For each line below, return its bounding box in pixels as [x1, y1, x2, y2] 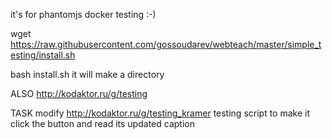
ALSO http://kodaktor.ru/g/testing [10, 88, 148, 99]
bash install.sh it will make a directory [10, 69, 165, 80]
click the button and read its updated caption [10, 118, 195, 129]
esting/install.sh [10, 49, 76, 61]
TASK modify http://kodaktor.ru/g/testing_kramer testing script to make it [10, 107, 311, 119]
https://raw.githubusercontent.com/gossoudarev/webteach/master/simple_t [10, 39, 322, 50]
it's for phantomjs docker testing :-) [10, 9, 157, 20]
